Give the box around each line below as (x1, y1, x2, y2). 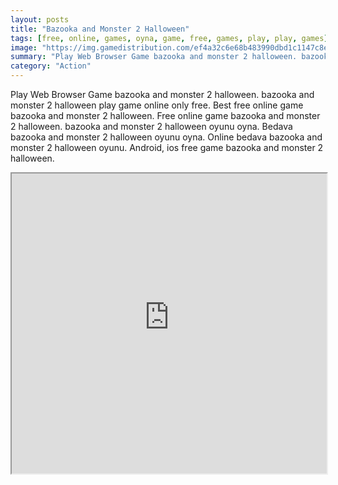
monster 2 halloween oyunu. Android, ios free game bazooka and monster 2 (10, 142, 324, 153)
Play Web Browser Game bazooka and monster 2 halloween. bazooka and (10, 89, 315, 100)
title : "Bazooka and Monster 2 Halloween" (10, 24, 190, 34)
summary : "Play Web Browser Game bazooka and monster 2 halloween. (10, 52, 298, 62)
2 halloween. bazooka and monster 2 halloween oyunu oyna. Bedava (10, 121, 293, 132)
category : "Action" (10, 61, 92, 71)
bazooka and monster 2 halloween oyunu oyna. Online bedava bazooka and (10, 131, 323, 143)
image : (10, 42, 38, 53)
